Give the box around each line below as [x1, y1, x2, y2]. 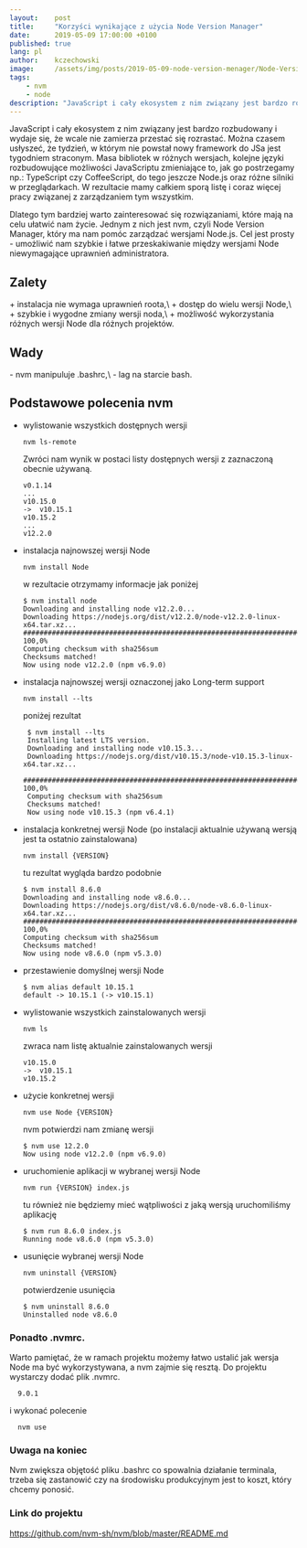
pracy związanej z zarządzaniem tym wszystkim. [9, 191, 195, 202]
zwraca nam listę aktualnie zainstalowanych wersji [22, 1040, 213, 1052]
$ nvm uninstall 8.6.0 [22, 1302, 110, 1311]
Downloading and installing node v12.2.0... [22, 604, 196, 614]
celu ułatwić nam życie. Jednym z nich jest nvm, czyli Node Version [9, 219, 265, 230]
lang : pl [9, 48, 43, 57]
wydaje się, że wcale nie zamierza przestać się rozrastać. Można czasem [9, 133, 286, 144]
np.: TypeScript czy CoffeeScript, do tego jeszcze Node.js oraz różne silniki [9, 172, 294, 183]
